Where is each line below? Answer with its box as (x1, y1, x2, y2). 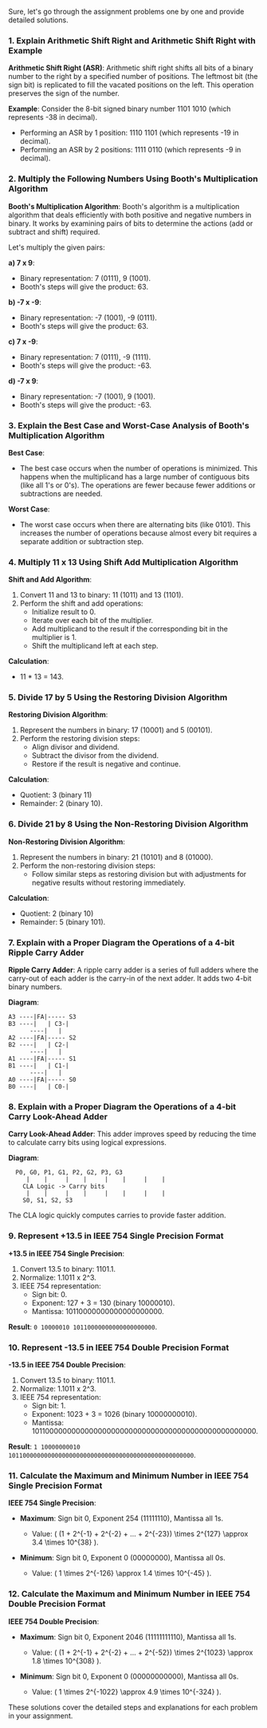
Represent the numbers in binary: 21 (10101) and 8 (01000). (19, 852, 214, 862)
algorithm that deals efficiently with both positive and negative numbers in (8, 210, 252, 219)
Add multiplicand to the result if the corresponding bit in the (31, 624, 229, 633)
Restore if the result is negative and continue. (31, 759, 181, 769)
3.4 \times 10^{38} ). (31, 1537, 99, 1547)
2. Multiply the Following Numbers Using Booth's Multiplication (8, 173, 258, 184)
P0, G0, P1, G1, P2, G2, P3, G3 (15, 1169, 124, 1177)
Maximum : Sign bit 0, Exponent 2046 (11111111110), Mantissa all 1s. (19, 1631, 237, 1642)
